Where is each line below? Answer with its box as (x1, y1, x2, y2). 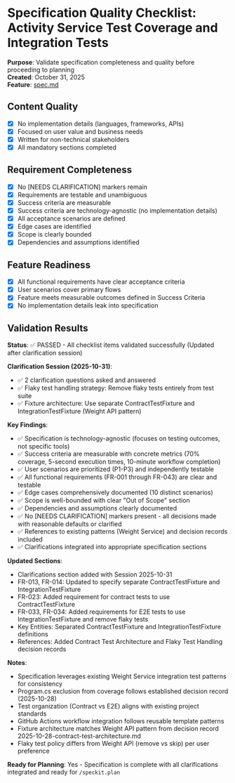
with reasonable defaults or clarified (17, 520, 122, 528)
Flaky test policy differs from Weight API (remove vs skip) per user (17, 739, 210, 748)
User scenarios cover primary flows (17, 286, 121, 294)
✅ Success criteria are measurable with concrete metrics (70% (17, 449, 200, 458)
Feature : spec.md (7, 80, 59, 88)
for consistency (17, 680, 63, 688)
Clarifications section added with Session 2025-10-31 (17, 570, 173, 579)
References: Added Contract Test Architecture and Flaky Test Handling (17, 638, 223, 646)
